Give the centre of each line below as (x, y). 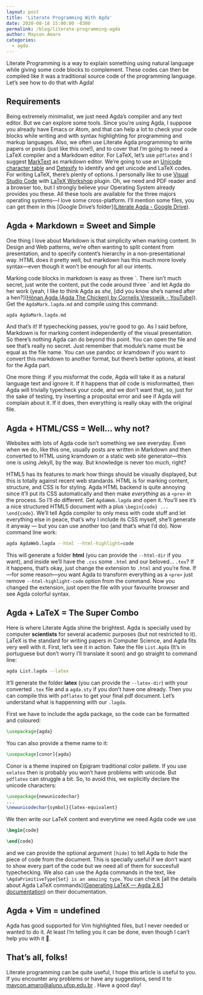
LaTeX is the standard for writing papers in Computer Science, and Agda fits (101, 640)
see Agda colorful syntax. (38, 594)
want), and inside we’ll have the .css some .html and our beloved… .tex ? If (100, 562)
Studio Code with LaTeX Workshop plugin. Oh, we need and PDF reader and (101, 181)
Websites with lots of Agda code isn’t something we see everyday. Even (96, 443)
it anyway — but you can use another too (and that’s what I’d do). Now (94, 526)
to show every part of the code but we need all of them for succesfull (93, 866)
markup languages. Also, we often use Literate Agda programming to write (99, 142)
